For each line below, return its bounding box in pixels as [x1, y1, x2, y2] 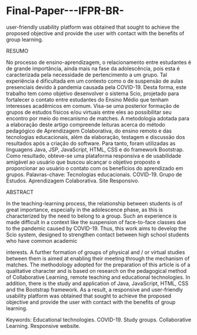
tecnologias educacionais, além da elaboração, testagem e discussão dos [6, 133, 185, 140]
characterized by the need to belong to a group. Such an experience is [6, 212, 178, 219]
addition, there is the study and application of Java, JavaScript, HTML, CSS [6, 280, 189, 287]
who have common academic [6, 237, 78, 244]
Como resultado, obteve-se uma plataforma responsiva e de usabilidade [6, 152, 181, 159]
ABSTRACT [6, 188, 34, 195]
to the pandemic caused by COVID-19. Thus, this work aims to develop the [6, 225, 187, 232]
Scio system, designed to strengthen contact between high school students [6, 231, 189, 238]
